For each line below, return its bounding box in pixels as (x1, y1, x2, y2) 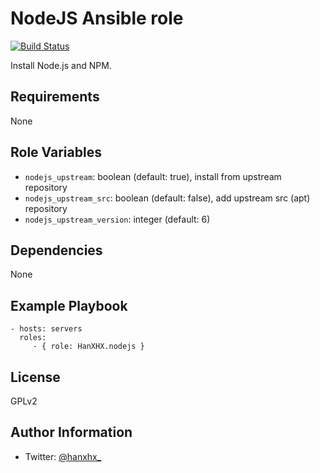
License (10, 368, 61, 386)
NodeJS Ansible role (10, 7, 184, 30)
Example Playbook (10, 297, 128, 314)
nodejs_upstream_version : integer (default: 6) (24, 213, 211, 225)
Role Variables (10, 144, 102, 161)
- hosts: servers (10, 324, 83, 334)
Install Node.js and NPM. (10, 59, 112, 71)
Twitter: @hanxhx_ (24, 450, 102, 462)
